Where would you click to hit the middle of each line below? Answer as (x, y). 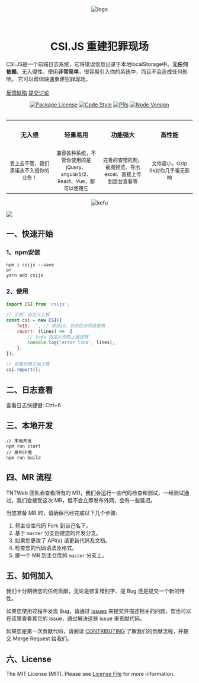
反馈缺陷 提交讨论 (28, 93)
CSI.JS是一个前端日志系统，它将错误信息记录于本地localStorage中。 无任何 (97, 64)
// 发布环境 (19, 452)
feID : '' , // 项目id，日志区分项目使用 (61, 326)
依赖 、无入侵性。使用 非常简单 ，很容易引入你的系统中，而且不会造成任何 (94, 71)
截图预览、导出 (123, 167)
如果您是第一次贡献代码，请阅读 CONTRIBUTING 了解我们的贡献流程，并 (95, 631)
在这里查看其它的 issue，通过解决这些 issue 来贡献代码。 (76, 619)
